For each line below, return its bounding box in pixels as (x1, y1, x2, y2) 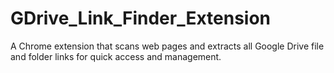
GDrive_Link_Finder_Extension (10, 7, 272, 30)
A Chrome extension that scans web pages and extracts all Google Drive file (10, 40, 325, 52)
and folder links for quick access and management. (10, 50, 222, 62)
